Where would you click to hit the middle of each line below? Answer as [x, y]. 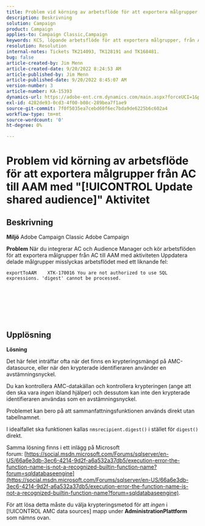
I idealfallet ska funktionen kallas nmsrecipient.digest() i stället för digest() [102, 429]
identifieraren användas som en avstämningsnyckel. [72, 399]
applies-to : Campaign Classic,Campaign [57, 35]
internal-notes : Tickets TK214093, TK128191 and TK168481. [83, 52]
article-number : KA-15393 [39, 92]
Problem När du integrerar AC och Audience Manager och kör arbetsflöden [101, 249]
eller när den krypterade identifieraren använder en [102, 367]
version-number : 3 [30, 86]
